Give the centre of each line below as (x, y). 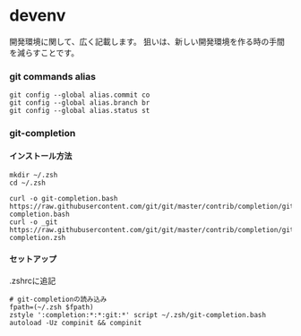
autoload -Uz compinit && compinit (76, 323)
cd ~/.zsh (28, 183)
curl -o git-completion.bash (64, 199)
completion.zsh (38, 238)
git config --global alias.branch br (80, 103)
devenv (38, 16)
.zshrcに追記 (33, 280)
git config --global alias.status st (80, 111)
